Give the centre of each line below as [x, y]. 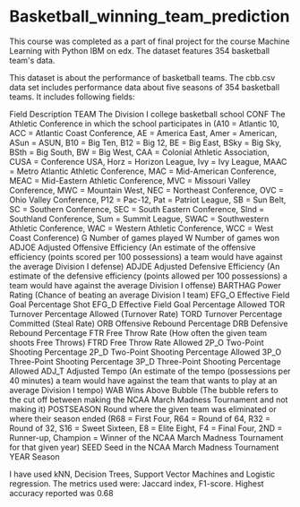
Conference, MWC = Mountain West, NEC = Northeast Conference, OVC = [147, 190]
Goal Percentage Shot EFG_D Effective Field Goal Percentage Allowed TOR [147, 304]
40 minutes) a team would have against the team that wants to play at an [143, 380]
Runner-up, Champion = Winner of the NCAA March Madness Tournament [146, 437]
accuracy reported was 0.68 [61, 493]
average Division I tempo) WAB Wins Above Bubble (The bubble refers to [144, 390]
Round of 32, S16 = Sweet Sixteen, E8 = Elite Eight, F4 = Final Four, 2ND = [146, 428]
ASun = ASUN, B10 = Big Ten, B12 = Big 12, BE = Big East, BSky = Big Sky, [146, 142]
